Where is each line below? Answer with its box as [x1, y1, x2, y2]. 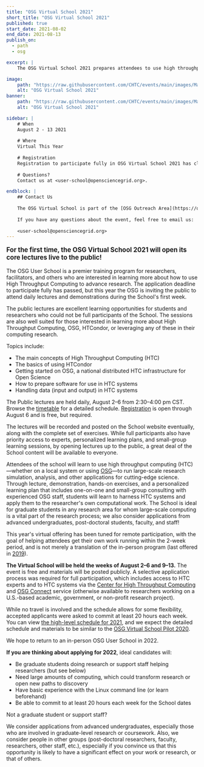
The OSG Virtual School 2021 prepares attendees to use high [17, 65, 175, 71]
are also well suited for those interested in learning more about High [6, 317, 176, 325]
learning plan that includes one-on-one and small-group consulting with [6, 486, 186, 494]
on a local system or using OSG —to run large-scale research [33, 467, 186, 474]
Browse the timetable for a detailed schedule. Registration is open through [6, 405, 192, 412]
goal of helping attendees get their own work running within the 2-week [6, 537, 186, 544]
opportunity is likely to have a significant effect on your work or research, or [6, 748, 196, 755]
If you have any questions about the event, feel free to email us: [17, 216, 194, 222]
